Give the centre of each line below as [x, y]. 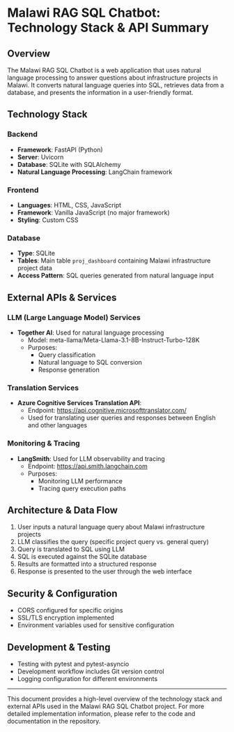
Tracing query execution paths [82, 488]
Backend [23, 134]
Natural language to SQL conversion [90, 362]
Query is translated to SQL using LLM [71, 549]
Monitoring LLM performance [80, 481]
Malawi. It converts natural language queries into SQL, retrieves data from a [116, 85]
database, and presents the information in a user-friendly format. [100, 93]
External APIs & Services [62, 297]
